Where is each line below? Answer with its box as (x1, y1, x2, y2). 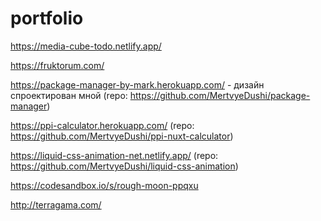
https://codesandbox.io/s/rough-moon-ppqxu (10, 179, 199, 191)
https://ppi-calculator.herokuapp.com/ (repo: (10, 119, 195, 131)
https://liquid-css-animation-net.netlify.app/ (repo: (10, 149, 219, 161)
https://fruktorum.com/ (10, 59, 105, 71)
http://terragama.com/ (10, 198, 102, 211)
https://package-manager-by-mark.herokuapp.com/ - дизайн (10, 78, 265, 91)
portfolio (10, 7, 84, 30)
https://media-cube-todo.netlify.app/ (10, 40, 162, 52)
